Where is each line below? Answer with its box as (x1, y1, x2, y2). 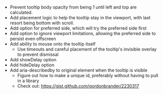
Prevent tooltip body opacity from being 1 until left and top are (9, 4, 137, 10)
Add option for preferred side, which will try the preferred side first (9, 25, 147, 31)
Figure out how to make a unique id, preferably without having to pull (17, 73, 159, 78)
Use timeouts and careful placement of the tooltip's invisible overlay (17, 47, 157, 52)
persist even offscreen (9, 36, 56, 42)
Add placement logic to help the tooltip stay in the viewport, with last (9, 15, 151, 20)
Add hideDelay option (9, 62, 55, 68)
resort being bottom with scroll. (9, 20, 75, 26)
